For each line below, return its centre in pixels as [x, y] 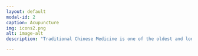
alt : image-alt [25, 34]
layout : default [26, 11]
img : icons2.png [26, 28]
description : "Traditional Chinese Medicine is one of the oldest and [95, 39]
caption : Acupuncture [33, 22]
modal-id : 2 [21, 17]
